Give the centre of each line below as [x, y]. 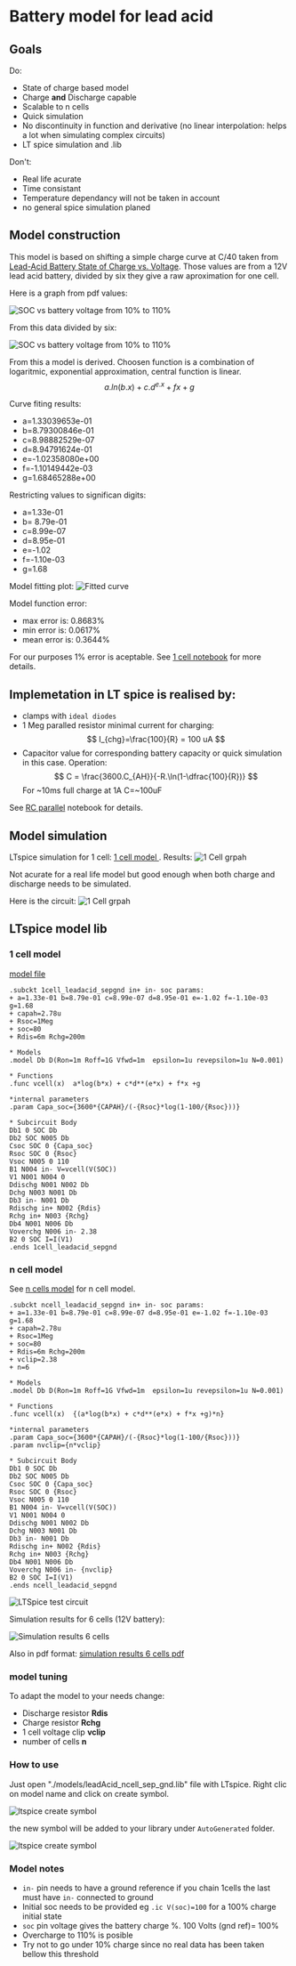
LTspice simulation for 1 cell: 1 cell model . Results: [101, 857]
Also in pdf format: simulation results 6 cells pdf [97, 1654]
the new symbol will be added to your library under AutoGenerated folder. [142, 1828]
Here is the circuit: [43, 902]
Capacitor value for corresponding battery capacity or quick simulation [152, 753]
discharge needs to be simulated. [70, 884]
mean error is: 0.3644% [66, 640]
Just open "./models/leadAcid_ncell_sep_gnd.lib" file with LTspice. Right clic [148, 1784]
